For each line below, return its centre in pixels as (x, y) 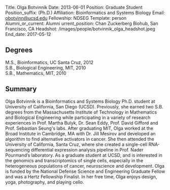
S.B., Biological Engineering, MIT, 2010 (46, 67)
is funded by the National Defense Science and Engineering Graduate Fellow (85, 171)
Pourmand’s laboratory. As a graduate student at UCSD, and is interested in (84, 155)
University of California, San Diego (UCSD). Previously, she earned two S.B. (84, 106)
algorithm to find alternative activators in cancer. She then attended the (80, 139)
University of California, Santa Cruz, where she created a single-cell (76, 144)
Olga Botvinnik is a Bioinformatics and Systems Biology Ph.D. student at (80, 101)
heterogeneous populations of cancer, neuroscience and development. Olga (85, 166)
